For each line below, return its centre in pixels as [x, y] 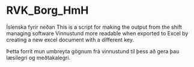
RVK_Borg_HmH [47, 10]
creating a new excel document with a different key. [70, 39]
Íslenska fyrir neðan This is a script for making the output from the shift [94, 27]
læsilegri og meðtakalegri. [38, 57]
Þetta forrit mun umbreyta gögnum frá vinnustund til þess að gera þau [93, 51]
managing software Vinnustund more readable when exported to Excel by [97, 33]
